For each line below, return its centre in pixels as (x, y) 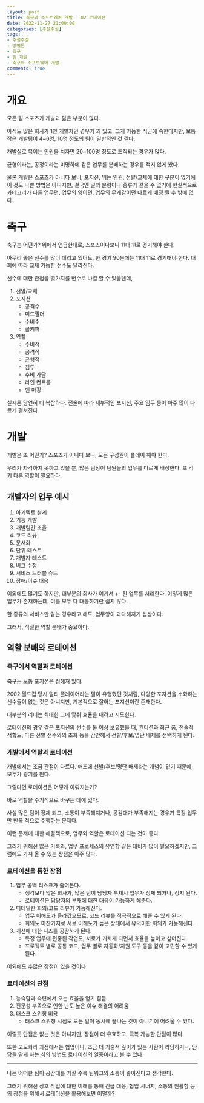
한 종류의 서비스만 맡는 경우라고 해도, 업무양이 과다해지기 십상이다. (85, 614)
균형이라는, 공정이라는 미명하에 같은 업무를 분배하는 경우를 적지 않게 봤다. (93, 165)
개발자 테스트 (31, 558)
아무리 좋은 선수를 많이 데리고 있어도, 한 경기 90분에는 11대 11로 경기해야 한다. (98, 258)
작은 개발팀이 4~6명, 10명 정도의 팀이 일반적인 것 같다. (71, 139)
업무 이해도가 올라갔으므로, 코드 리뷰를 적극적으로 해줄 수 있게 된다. (104, 916)
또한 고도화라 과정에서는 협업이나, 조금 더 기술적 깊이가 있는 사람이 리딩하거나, (99, 1047)
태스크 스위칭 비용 (37, 1013)
